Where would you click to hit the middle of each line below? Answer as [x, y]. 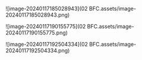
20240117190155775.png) [37, 33]
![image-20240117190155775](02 [46, 26]
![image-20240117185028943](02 [47, 9]
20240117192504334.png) [38, 50]
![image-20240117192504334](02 [47, 44]
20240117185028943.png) [38, 15]
